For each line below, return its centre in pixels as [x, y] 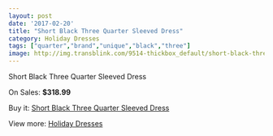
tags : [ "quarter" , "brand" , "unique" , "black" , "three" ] [100, 46]
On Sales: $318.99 [40, 92]
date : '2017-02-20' [41, 23]
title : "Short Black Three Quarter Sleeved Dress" [96, 31]
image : [19, 53]
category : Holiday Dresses [54, 38]
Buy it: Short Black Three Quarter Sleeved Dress [89, 108]
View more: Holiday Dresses [56, 123]
